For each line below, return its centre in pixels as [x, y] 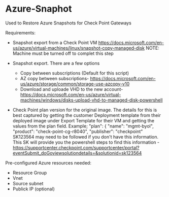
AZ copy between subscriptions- [55, 78]
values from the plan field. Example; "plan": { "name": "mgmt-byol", [83, 126]
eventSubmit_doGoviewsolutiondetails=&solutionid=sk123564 [77, 153]
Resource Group [30, 173]
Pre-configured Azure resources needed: [48, 162]
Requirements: [20, 32]
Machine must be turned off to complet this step [63, 53]
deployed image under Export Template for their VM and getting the [83, 120]
